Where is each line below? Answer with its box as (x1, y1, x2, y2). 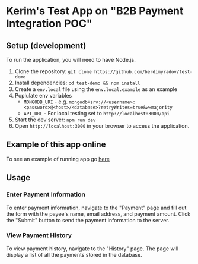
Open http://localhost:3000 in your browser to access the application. (14, 122, 190, 129)
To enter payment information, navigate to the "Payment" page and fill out (6, 204, 187, 211)
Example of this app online (6, 140, 106, 150)
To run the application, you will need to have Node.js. (6, 56, 136, 63)
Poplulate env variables (14, 92, 72, 99)
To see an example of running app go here (6, 155, 110, 162)
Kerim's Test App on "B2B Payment (6, 4, 184, 18)
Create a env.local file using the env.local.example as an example (14, 86, 178, 93)
